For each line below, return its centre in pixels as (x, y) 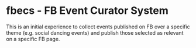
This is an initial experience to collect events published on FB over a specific (98, 27)
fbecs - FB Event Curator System (87, 11)
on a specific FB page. (33, 39)
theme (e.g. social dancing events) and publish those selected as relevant (95, 32)
